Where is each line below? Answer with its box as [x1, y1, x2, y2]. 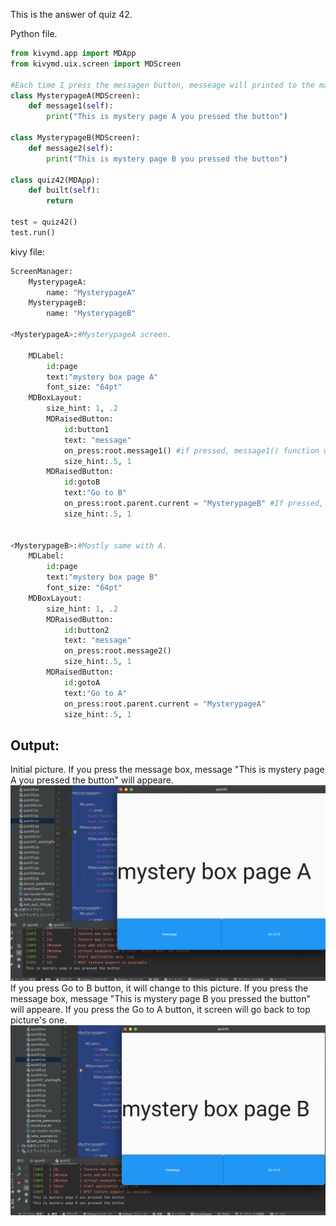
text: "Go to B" [63, 488, 128, 498]
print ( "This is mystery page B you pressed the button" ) [46, 154, 288, 164]
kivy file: [10, 245, 45, 258]
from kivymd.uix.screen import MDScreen [10, 59, 182, 69]
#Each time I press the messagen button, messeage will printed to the [10, 80, 315, 90]
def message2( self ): [28, 143, 114, 153]
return [46, 196, 74, 206]
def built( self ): [28, 185, 101, 196]
